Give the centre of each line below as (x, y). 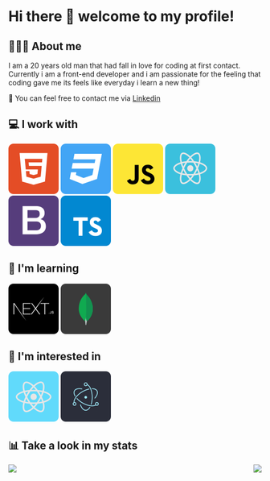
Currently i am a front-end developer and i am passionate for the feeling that (135, 74)
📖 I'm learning (44, 269)
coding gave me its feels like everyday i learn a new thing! (104, 83)
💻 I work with (43, 124)
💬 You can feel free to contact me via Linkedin (84, 98)
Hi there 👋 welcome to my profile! (121, 17)
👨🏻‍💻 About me (45, 46)
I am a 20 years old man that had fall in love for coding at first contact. (125, 65)
